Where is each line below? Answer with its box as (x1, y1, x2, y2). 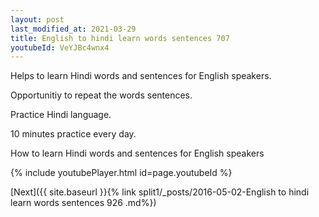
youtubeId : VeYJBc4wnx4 (10, 42, 110, 53)
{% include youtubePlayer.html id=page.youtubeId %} (10, 167, 233, 179)
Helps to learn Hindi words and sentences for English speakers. (10, 70, 272, 82)
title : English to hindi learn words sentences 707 (10, 33, 230, 43)
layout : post (10, 14, 65, 25)
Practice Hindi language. (10, 109, 112, 121)
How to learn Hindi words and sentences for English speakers (10, 147, 265, 160)
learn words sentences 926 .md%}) (10, 197, 157, 209)
